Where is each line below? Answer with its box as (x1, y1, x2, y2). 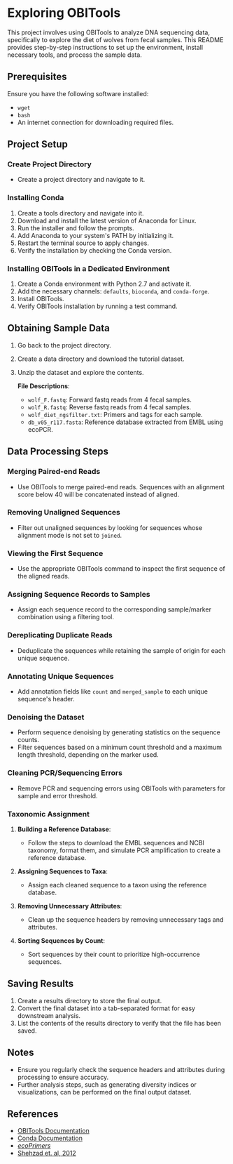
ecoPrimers (17, 1142, 51, 1150)
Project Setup (7, 138, 69, 150)
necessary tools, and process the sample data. (7, 51, 142, 59)
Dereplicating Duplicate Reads (7, 630, 113, 640)
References (7, 1108, 59, 1120)
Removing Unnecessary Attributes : (17, 901, 122, 910)
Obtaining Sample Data (7, 322, 111, 334)
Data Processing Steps (7, 446, 108, 458)
